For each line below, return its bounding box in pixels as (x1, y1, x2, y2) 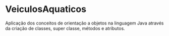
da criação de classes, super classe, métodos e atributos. (5, 25, 125, 31)
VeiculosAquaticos (5, 3, 87, 15)
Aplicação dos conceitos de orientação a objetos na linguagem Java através (5, 20, 164, 26)
